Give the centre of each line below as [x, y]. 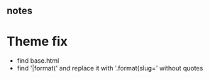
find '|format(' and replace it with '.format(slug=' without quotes [110, 68]
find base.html [38, 61]
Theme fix [37, 41]
